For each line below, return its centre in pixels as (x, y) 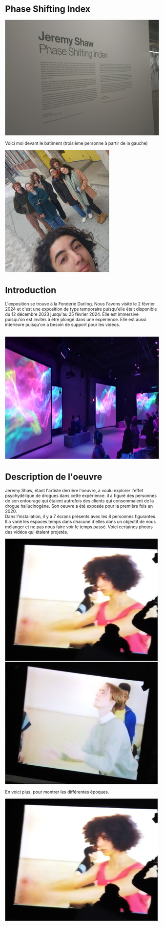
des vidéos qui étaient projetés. (37, 532)
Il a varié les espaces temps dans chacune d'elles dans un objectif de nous (81, 521)
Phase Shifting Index (48, 9)
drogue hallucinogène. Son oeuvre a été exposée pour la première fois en (79, 506)
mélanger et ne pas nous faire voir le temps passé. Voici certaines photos (79, 527)
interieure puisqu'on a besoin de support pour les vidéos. (63, 324)
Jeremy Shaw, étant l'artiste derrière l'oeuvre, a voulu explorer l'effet (74, 490)
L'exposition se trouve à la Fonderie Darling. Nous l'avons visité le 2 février (80, 303)
